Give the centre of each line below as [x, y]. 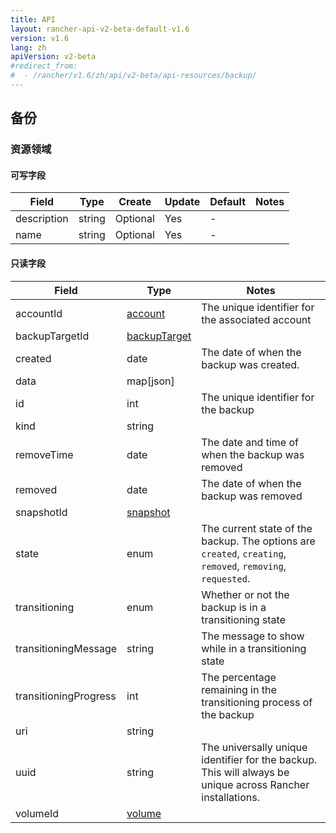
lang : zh [28, 47]
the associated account [256, 319]
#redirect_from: [44, 66]
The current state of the [257, 528]
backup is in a [234, 607]
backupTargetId [52, 336]
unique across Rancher [255, 784]
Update [182, 202]
